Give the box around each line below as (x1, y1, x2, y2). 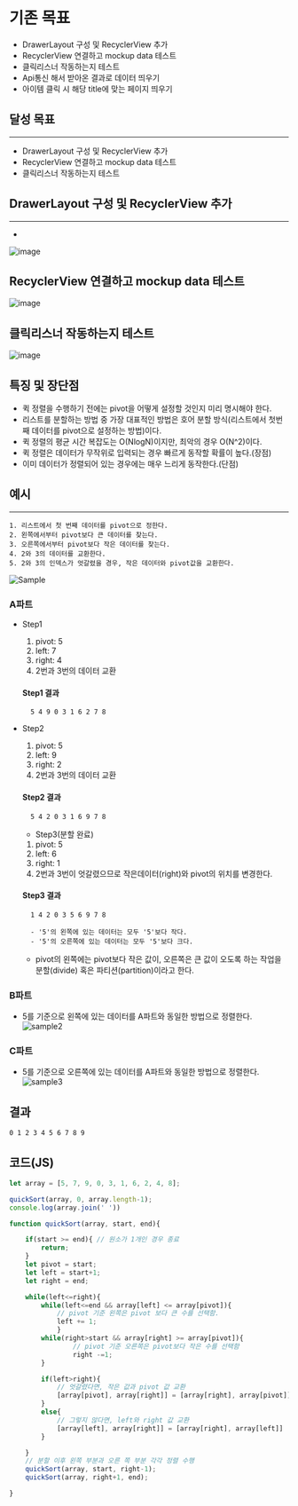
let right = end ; (25, 1276, 90, 1285)
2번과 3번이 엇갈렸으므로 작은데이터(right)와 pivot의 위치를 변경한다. (35, 868, 273, 879)
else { (41, 1407, 62, 1416)
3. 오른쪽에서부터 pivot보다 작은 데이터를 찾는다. (9, 540, 170, 548)
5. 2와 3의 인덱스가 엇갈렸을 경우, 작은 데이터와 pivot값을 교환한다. (9, 558, 235, 568)
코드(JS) (9, 1155, 55, 1170)
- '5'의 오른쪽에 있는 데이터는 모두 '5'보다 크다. (30, 937, 193, 946)
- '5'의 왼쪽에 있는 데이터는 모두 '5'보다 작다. (30, 927, 188, 936)
